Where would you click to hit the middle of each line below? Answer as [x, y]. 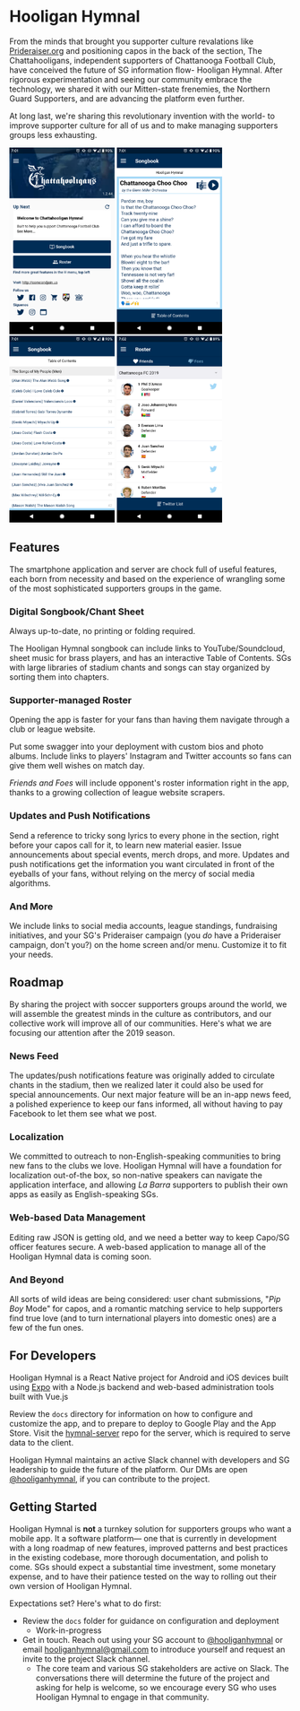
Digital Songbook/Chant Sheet [77, 612]
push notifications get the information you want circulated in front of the [142, 864]
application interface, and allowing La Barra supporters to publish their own [149, 1185]
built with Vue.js [39, 1396]
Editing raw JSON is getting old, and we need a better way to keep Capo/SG [150, 1237]
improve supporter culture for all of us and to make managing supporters [144, 125]
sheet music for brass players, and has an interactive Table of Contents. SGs [150, 658]
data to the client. [42, 1442]
